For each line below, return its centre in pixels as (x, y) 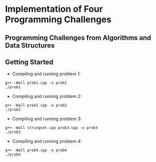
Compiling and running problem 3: (47, 119)
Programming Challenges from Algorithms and (78, 38)
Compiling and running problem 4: (47, 141)
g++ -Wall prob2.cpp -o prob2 (36, 105)
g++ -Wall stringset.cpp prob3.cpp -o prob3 (51, 128)
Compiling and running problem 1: (47, 74)
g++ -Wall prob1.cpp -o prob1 (36, 83)
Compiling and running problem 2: (47, 97)
